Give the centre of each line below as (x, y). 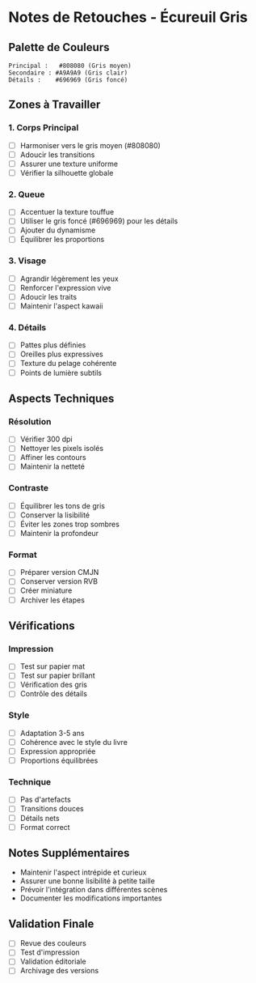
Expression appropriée (58, 751)
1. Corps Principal (44, 128)
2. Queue (27, 194)
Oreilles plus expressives (61, 354)
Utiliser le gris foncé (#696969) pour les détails (99, 221)
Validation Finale (51, 923)
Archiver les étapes (52, 600)
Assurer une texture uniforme (69, 164)
